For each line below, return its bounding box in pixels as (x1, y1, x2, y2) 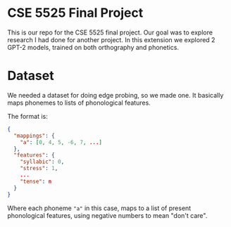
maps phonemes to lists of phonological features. (7, 98, 151, 107)
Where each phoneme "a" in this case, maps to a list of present (7, 204, 192, 212)
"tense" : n (20, 178, 52, 185)
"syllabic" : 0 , (20, 158, 65, 166)
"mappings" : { (13, 132, 55, 139)
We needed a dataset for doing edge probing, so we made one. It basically (7, 91, 224, 99)
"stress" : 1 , (20, 165, 58, 172)
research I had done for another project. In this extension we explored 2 (7, 35, 216, 44)
